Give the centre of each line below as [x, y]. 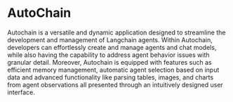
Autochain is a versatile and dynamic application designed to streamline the [116, 32]
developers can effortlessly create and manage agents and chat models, [112, 47]
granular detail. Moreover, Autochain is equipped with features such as [109, 62]
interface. [21, 92]
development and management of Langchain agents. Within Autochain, [110, 39]
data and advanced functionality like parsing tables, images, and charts [111, 77]
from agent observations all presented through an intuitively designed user [115, 84]
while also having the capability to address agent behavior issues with [108, 55]
